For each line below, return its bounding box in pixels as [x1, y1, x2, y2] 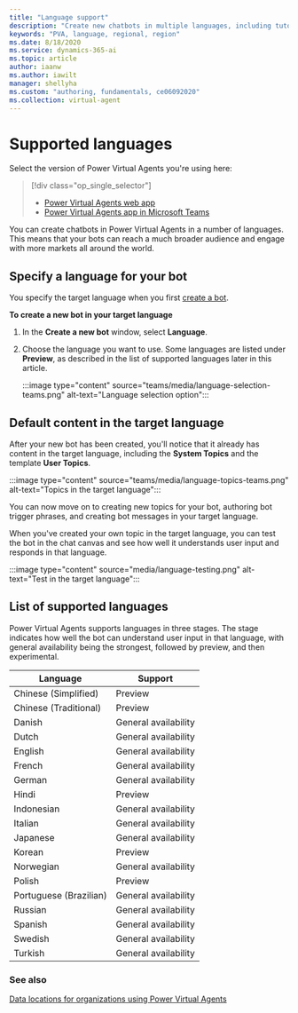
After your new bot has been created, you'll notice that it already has [9, 439, 260, 449]
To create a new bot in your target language [9, 310, 173, 321]
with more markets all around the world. [9, 243, 155, 254]
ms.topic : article [9, 54, 77, 63]
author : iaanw [9, 63, 62, 72]
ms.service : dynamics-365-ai [9, 46, 117, 55]
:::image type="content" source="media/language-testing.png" [9, 564, 241, 574]
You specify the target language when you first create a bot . [9, 292, 229, 303]
